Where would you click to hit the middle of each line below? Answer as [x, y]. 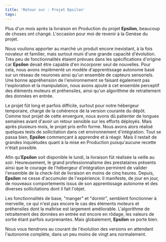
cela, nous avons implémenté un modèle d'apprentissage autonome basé [80, 69]
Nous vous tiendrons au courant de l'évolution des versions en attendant [79, 229]
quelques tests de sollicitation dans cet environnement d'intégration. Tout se [83, 132]
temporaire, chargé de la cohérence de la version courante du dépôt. [76, 111]
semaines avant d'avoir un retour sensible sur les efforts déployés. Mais [79, 121]
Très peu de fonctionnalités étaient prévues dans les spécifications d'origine [83, 59]
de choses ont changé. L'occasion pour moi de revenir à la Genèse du [76, 34]
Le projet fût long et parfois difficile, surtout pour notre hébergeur [72, 105]
